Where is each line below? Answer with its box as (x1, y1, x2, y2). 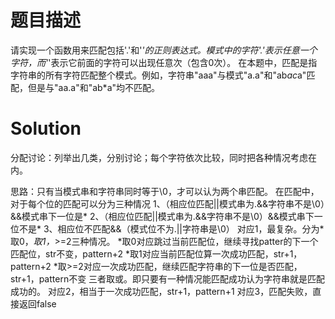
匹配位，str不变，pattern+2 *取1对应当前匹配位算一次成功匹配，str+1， (10, 247, 303, 260)
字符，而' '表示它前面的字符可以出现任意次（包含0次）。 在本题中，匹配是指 (10, 56, 318, 68)
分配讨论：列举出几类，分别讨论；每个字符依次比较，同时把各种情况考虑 (10, 151, 308, 163)
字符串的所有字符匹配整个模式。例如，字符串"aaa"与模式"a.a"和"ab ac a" (10, 69, 307, 81)
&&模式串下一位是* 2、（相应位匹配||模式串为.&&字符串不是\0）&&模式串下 (10, 210, 315, 222)
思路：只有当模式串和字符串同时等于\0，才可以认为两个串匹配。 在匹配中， (10, 185, 320, 197)
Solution (10, 117, 82, 140)
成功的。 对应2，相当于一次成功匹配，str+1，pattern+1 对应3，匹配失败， (10, 285, 313, 297)
